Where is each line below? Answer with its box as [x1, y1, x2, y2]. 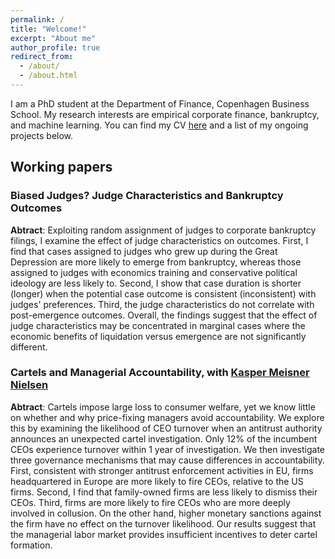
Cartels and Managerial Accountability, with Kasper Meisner [10, 366, 310, 380]
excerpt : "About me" [10, 33, 97, 43]
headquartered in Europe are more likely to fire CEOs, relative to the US [10, 475, 304, 487]
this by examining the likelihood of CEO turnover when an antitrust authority [10, 422, 323, 434]
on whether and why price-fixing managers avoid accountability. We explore [10, 411, 325, 423]
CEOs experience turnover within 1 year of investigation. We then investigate [10, 443, 326, 455]
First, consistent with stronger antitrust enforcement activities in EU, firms [10, 464, 314, 476]
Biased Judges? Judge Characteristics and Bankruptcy [10, 189, 284, 203]
